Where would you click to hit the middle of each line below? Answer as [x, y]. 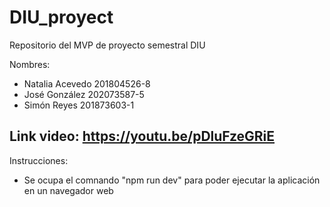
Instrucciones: [39, 160]
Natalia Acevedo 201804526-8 [87, 83]
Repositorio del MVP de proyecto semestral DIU [107, 45]
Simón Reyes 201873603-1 [79, 105]
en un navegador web [68, 190]
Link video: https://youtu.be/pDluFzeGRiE [142, 136]
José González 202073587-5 [84, 94]
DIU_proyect [61, 17]
